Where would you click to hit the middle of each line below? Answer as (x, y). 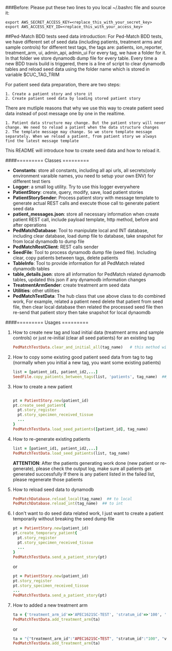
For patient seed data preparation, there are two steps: (63, 85)
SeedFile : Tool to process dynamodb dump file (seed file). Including (84, 252)
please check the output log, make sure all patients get (94, 468)
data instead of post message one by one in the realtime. (65, 113)
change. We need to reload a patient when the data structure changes (82, 128)
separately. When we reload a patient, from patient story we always (81, 136)
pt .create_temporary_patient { (45, 533)
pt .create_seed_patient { (39, 405)
